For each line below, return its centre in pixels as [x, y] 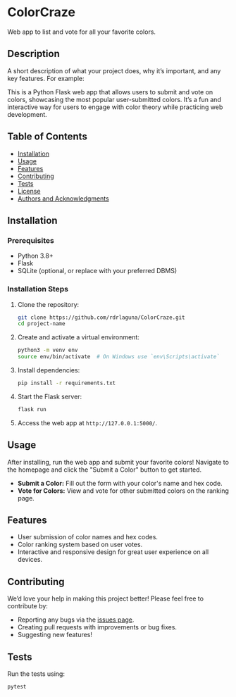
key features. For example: [46, 78]
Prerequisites [31, 240]
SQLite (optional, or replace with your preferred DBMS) [97, 271]
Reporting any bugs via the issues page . [76, 620]
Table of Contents [48, 137]
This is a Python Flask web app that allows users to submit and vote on [110, 92]
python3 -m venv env [48, 350]
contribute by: [27, 606]
